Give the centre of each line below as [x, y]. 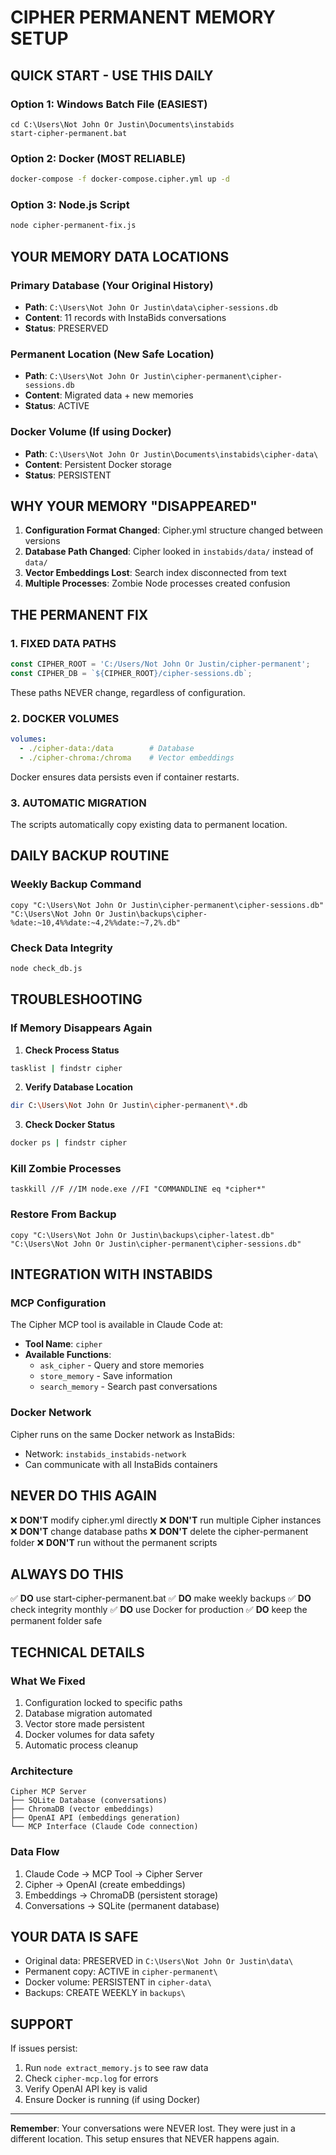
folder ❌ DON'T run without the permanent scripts [114, 1542]
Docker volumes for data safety [89, 1735]
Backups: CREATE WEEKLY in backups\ [105, 1993]
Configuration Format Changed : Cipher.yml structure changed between [174, 530]
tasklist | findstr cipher [66, 1068]
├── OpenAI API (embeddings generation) [96, 1818]
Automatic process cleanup [81, 1745]
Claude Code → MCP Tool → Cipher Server [113, 1873]
